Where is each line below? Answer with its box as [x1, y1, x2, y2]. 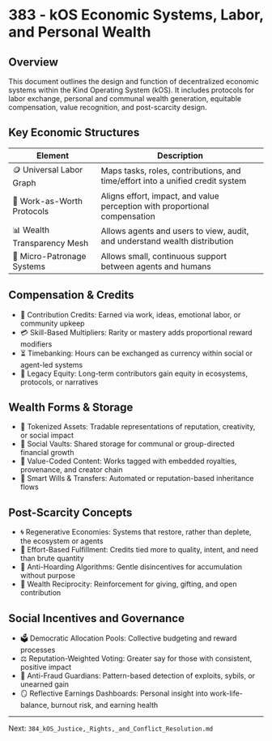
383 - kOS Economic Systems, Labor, [8, 6, 264, 24]
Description [157, 150, 204, 161]
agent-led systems [19, 360, 83, 369]
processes [19, 645, 56, 655]
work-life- [210, 688, 243, 698]
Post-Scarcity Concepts [8, 505, 133, 519]
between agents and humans [100, 261, 212, 272]
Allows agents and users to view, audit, [100, 225, 249, 236]
